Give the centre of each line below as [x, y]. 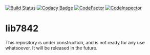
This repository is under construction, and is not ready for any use [75, 42]
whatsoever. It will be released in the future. [51, 48]
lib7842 [22, 29]
